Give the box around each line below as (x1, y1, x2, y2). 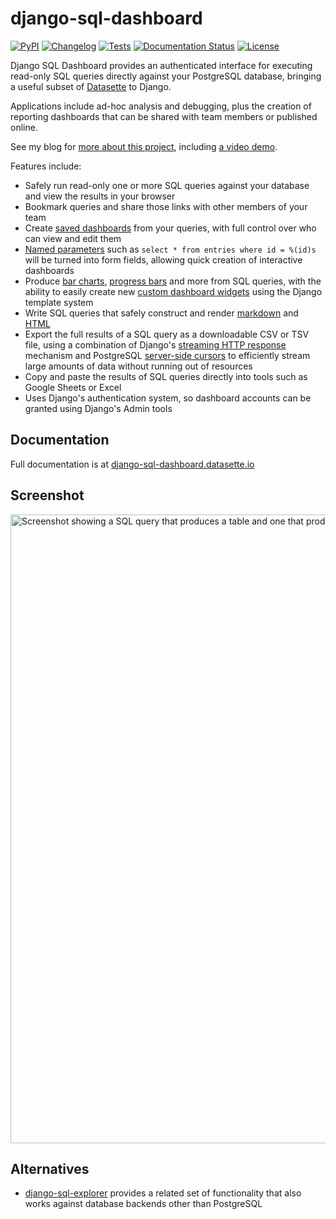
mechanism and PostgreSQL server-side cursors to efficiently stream (24, 349, 311, 361)
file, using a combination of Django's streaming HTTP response (24, 338, 287, 351)
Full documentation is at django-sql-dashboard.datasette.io (10, 458, 255, 470)
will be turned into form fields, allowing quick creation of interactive (24, 253, 303, 266)
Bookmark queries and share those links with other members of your (24, 200, 308, 212)
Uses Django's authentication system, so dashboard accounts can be (24, 392, 312, 404)
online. (10, 121, 38, 133)
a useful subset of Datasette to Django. (10, 80, 172, 92)
